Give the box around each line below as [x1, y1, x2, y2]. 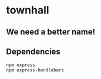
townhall [6, 4, 49, 17]
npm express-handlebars [6, 67, 65, 73]
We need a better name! [6, 27, 96, 37]
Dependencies [6, 46, 60, 56]
